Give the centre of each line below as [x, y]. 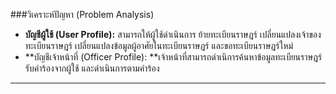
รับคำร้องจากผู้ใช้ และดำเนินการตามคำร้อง [92, 68]
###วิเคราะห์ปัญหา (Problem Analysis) [82, 14]
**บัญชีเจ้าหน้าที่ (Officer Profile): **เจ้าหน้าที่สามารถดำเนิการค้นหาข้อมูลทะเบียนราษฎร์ [173, 57]
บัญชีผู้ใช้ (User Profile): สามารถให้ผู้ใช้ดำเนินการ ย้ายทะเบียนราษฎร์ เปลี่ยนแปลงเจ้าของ [173, 34]
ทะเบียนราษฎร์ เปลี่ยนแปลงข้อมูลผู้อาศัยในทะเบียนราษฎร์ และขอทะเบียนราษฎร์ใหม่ [159, 45]
